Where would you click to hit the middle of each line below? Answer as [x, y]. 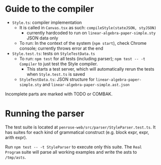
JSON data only [42, 38]
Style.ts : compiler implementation [47, 22]
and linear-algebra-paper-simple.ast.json [86, 84]
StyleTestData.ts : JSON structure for [57, 79]
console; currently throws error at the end [61, 48]
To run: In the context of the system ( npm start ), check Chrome [83, 43]
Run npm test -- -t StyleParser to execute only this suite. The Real [73, 147]
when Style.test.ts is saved [56, 74]
